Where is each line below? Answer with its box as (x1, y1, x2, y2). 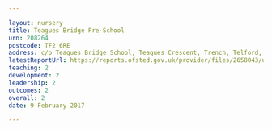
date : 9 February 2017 (8, 102, 85, 110)
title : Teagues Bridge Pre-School (8, 26, 125, 35)
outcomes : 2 (8, 86, 49, 94)
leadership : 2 (8, 78, 57, 87)
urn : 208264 (8, 34, 49, 42)
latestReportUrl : (8, 56, 67, 64)
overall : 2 (8, 94, 45, 102)
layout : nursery (8, 19, 63, 27)
